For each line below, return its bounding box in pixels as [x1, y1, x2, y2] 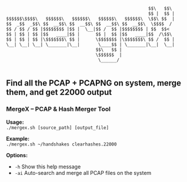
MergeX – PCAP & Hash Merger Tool [6, 105, 111, 113]
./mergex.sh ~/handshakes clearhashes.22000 [6, 141, 117, 147]
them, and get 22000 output [6, 87, 112, 97]
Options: [6, 151, 28, 158]
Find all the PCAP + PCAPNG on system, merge [6, 78, 181, 88]
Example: [6, 135, 30, 142]
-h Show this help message [14, 163, 81, 170]
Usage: [6, 118, 25, 125]
